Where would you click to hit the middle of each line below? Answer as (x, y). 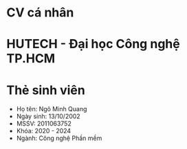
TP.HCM (31, 59)
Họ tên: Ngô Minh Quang (52, 109)
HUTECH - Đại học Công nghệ (93, 44)
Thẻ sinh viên (46, 90)
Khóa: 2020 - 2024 (44, 131)
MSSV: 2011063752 (44, 124)
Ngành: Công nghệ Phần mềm (59, 138)
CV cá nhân (40, 13)
